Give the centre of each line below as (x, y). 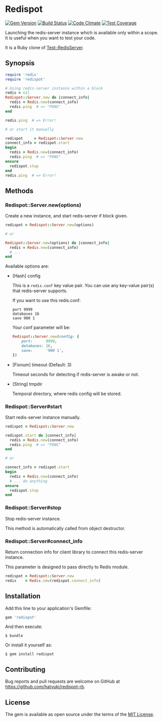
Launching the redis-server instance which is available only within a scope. (82, 32)
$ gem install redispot (30, 654)
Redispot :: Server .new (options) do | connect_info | (57, 243)
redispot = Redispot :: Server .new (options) (50, 225)
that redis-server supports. (40, 291)
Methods (19, 191)
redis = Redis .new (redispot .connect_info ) (53, 581)
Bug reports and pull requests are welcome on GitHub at (63, 681)
